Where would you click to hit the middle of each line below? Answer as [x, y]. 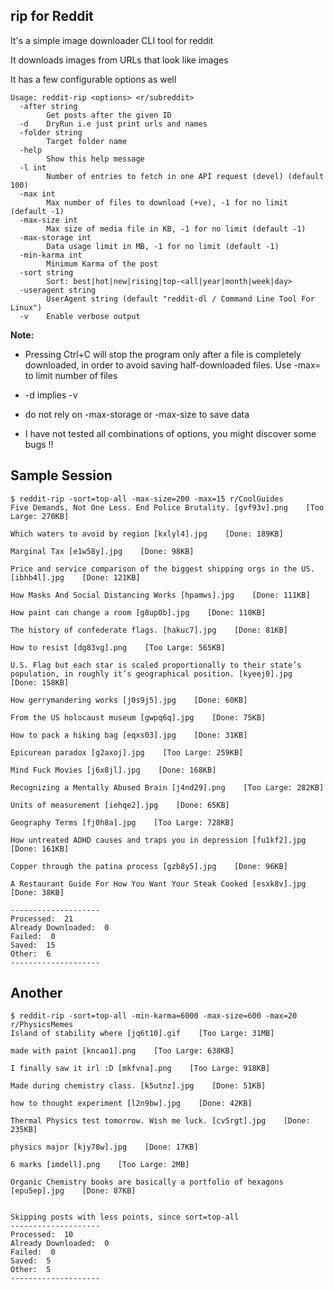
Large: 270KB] [40, 516]
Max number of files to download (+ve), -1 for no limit [167, 202]
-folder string [51, 132]
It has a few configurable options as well [93, 79]
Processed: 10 [42, 1235]
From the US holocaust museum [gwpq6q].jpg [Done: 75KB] [138, 717]
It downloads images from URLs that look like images [119, 60]
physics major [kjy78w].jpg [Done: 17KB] [104, 1147]
